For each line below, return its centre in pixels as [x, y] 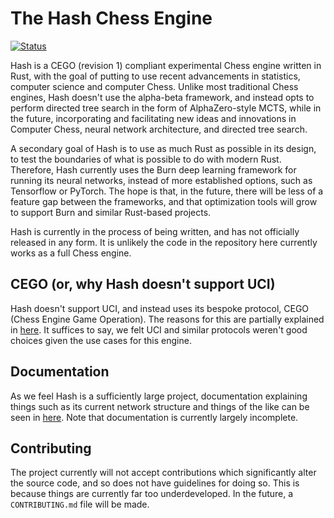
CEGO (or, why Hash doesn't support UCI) [143, 284]
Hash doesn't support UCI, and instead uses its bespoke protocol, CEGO [160, 308]
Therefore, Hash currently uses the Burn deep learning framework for [153, 169]
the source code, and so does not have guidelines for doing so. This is [155, 483]
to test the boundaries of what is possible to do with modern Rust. [146, 159]
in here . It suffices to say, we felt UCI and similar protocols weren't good [159, 329]
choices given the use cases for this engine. [101, 340]
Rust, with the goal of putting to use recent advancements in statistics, [155, 76]
